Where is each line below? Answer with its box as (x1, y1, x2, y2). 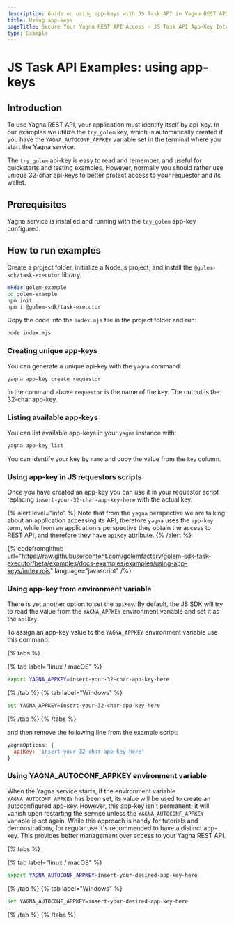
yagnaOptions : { (7, 741, 54, 749)
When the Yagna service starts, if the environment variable (7, 786, 176, 795)
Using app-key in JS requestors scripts (7, 472, 142, 481)
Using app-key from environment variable (7, 584, 152, 593)
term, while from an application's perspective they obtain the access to (7, 523, 211, 531)
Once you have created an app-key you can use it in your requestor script (7, 488, 219, 496)
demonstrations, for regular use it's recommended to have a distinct (7, 823, 203, 832)
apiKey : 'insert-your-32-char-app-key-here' (13, 748, 145, 755)
